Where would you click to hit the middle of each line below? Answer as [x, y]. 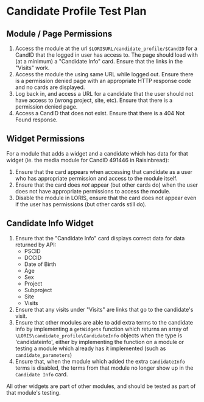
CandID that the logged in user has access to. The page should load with [106, 55]
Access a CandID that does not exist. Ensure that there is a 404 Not [100, 113]
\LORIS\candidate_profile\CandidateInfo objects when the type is [99, 335]
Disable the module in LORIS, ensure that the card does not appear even [106, 198]
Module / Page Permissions [59, 34]
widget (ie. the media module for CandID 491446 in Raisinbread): [88, 160]
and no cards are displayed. [50, 87]
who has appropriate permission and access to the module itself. [96, 178]
